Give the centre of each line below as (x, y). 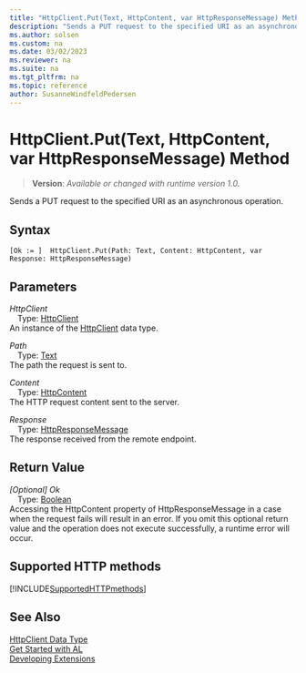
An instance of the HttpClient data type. (84, 328)
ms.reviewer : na (40, 60)
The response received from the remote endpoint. (103, 439)
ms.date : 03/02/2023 (49, 52)
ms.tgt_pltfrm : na (44, 77)
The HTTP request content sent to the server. (95, 403)
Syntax (30, 230)
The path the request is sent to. (68, 365)
